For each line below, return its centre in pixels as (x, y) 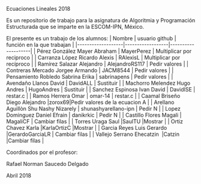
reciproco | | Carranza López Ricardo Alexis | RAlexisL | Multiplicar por (93, 57)
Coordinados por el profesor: (42, 152)
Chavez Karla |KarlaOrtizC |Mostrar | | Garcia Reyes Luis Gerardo (87, 128)
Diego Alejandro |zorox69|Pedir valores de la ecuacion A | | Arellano (90, 102)
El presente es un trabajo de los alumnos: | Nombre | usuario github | (91, 38)
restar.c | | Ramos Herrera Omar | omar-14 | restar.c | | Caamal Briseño (93, 96)
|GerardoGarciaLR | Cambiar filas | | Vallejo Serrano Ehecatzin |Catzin (93, 134)
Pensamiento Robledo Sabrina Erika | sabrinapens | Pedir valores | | (90, 77)
